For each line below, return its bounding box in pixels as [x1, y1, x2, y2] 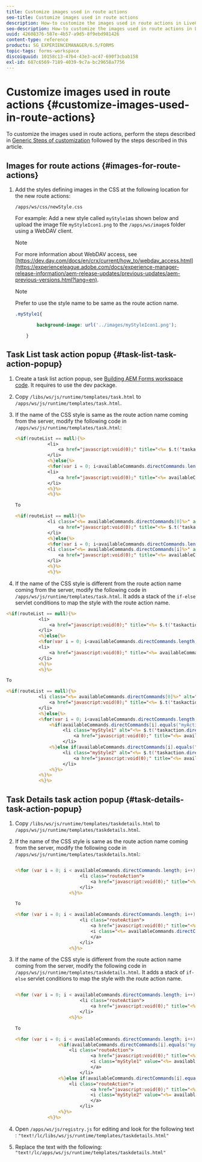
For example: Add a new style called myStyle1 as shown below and [14, 215, 179, 222]
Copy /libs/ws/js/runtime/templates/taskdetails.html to [14, 820, 161, 827]
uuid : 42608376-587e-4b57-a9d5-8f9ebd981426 [6, 31, 120, 37]
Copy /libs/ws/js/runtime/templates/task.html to [14, 393, 141, 400]
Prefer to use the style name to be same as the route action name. [14, 300, 179, 307]
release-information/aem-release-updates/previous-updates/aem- [14, 270, 180, 277]
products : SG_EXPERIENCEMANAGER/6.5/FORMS [6, 43, 114, 49]
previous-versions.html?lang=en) [14, 276, 97, 283]
